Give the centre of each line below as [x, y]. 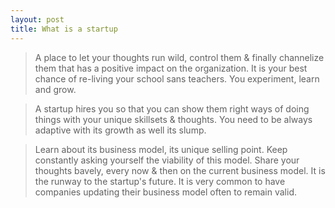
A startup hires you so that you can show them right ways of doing [172, 108]
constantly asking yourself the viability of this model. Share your [167, 160]
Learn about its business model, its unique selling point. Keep [161, 149]
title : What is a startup [64, 29]
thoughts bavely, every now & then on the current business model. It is [180, 170]
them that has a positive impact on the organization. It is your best [171, 68]
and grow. [55, 89]
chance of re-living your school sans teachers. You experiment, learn [177, 78]
